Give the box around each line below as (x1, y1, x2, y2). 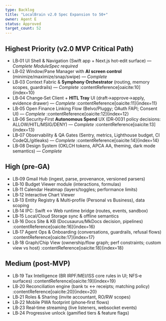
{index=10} (12, 89, 35, 95)
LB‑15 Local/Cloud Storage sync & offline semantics (12, 213, 119, 219)
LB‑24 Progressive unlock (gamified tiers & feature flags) (12, 309, 130, 315)
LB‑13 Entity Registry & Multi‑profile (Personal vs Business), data (12, 197, 145, 203)
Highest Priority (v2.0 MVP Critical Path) (5, 44, 134, 53)
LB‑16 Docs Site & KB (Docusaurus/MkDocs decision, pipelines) (12, 218, 143, 224)
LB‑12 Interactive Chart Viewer (12, 191, 75, 197)
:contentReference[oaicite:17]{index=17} (12, 234, 95, 240)
